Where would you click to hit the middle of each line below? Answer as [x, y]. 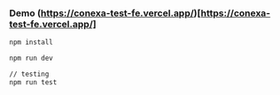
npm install [31, 42]
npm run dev [31, 58]
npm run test [33, 82]
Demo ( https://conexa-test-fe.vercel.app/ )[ [105, 13]
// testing [29, 74]
